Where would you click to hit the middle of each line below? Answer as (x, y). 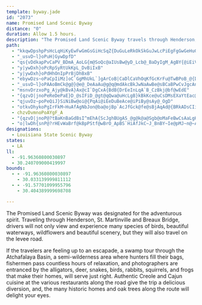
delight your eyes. (29, 295)
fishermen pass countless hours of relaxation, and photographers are (92, 263)
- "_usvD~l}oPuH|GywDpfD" (44, 57)
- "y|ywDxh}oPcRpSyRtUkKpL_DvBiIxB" (57, 68)
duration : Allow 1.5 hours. (41, 34)
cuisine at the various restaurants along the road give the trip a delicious (96, 282)
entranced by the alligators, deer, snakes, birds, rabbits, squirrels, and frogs (100, 270)
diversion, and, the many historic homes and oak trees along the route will (98, 289)
